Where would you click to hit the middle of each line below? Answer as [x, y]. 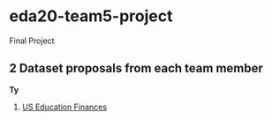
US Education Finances [64, 107]
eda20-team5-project [91, 16]
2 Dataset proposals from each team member [136, 68]
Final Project [32, 41]
